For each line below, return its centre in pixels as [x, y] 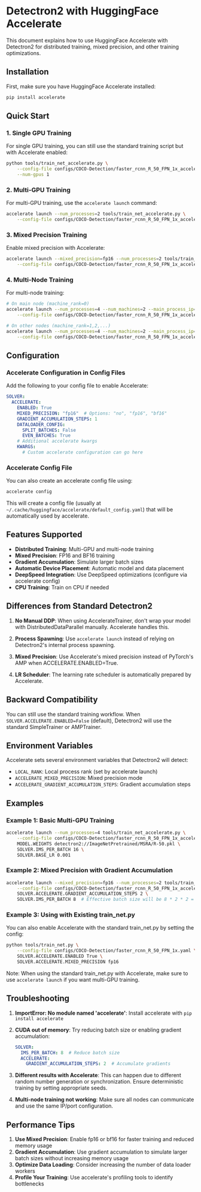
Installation [28, 72]
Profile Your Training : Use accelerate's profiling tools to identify [94, 1178]
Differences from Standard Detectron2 [79, 606]
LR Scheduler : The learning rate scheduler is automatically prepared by [103, 674]
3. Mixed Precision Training [47, 235]
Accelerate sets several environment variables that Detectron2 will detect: [97, 760]
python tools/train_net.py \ [42, 945]
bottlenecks [29, 1184]
